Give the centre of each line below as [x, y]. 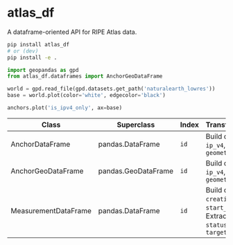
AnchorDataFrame [41, 144]
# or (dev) [23, 51]
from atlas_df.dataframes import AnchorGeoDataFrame [85, 76]
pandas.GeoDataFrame [136, 171]
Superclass [136, 125]
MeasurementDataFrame [51, 210]
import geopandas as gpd [43, 70]
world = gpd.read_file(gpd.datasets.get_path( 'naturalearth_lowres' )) [111, 89]
